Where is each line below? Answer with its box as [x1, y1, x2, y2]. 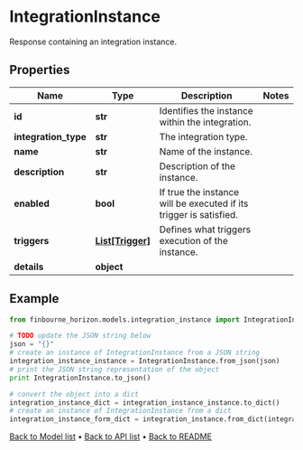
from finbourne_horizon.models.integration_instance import [9, 314, 241, 324]
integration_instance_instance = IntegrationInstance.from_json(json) [9, 357, 280, 366]
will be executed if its [159, 197, 249, 210]
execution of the [159, 234, 228, 247]
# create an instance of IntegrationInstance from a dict [9, 407, 232, 416]
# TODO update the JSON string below [9, 332, 151, 341]
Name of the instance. [159, 145, 253, 157]
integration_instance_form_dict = [9, 415, 140, 424]
